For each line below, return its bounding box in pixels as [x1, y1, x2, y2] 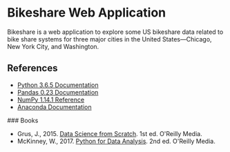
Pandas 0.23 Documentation [17, 88, 99, 96]
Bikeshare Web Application [7, 5, 166, 21]
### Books [7, 116, 39, 124]
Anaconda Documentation [17, 102, 92, 111]
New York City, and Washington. [7, 42, 99, 50]
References [7, 62, 58, 74]
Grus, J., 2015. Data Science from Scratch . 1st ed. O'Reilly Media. [17, 129, 202, 137]
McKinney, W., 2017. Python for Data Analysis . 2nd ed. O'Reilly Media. [17, 137, 215, 145]
